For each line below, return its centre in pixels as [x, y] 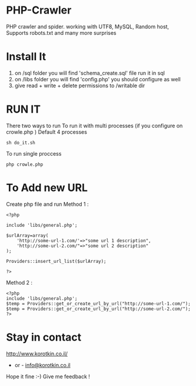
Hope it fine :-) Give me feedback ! [48, 376]
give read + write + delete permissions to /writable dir [80, 85]
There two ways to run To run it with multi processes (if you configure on [94, 126]
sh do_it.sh [21, 143]
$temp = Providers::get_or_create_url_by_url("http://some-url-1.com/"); [99, 303]
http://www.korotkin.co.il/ [37, 354]
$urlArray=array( [27, 235]
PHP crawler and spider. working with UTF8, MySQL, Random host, [88, 27]
